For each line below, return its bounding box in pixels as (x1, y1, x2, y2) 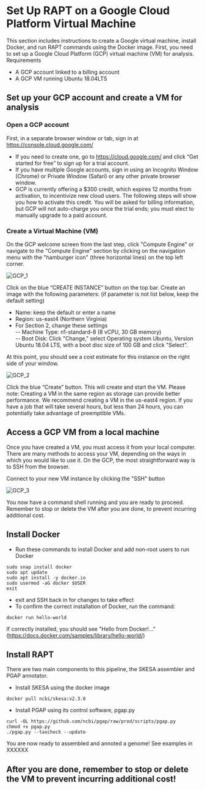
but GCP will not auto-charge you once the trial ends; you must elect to (15, 205, 194, 212)
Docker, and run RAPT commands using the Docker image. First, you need (6, 43, 193, 51)
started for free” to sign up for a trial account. (15, 159, 130, 167)
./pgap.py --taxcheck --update (6, 729, 86, 735)
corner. (6, 260, 24, 267)
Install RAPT (6, 649, 54, 660)
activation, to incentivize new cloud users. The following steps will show (15, 192, 197, 199)
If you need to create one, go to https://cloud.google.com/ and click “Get (15, 152, 198, 160)
